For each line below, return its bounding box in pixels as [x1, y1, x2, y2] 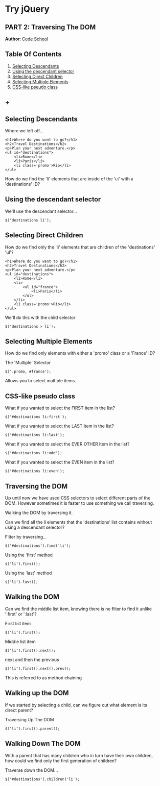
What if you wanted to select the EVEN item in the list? [5, 459, 114, 465]
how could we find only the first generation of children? [5, 758, 117, 763]
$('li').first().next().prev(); [5, 666, 71, 671]
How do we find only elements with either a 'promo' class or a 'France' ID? [5, 350, 155, 356]
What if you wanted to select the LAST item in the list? [5, 423, 114, 429]
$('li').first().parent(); [5, 726, 60, 731]
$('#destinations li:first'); [5, 415, 67, 419]
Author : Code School [5, 36, 48, 42]
